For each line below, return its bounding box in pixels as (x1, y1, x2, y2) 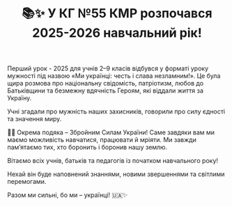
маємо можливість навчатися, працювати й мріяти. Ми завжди (7, 136, 196, 144)
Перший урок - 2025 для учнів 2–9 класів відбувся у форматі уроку (7, 64, 209, 73)
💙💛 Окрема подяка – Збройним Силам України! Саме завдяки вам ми (7, 128, 215, 136)
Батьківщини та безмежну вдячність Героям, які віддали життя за (7, 86, 204, 95)
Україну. (7, 94, 32, 102)
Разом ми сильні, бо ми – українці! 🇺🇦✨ (7, 191, 128, 199)
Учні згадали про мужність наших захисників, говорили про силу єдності (7, 107, 225, 116)
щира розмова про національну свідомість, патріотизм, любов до (7, 79, 204, 88)
